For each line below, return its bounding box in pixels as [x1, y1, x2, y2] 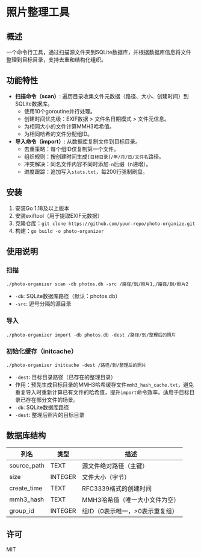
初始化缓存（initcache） [6, 347, 78, 355]
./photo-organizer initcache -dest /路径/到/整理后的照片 [6, 362, 146, 368]
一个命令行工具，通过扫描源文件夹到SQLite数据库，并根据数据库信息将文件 [6, 49, 191, 55]
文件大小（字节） [82, 473, 131, 481]
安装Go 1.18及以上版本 [14, 204, 70, 212]
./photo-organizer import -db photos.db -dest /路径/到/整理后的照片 [6, 332, 176, 338]
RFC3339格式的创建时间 [82, 484, 152, 492]
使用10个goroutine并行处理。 [23, 107, 96, 115]
